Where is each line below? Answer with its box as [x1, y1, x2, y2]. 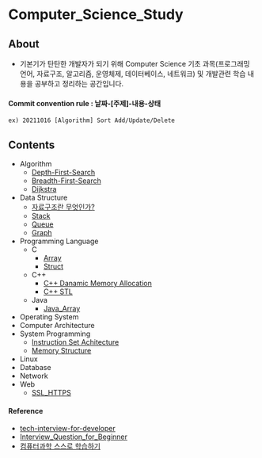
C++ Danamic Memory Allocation [43, 279, 152, 288]
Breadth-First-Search [31, 176, 101, 185]
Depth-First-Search [31, 168, 96, 177]
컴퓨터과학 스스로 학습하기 [19, 441, 101, 451]
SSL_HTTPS [31, 388, 71, 398]
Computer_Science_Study [8, 6, 184, 24]
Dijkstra [31, 185, 57, 194]
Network [19, 371, 49, 381]
